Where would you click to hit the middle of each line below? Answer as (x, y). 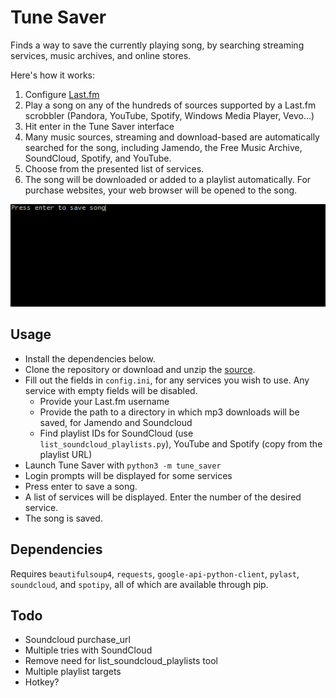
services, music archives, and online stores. (101, 55)
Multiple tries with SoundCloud (88, 650)
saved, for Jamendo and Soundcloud (116, 422)
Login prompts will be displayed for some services (128, 475)
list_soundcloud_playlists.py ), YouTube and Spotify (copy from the (181, 443)
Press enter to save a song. (81, 486)
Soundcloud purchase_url (77, 640)
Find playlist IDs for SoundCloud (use (116, 433)
